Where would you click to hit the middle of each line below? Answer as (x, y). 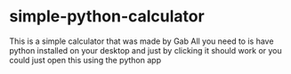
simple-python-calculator (107, 16)
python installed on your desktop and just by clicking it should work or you (145, 50)
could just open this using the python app (85, 60)
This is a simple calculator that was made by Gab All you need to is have (141, 41)
